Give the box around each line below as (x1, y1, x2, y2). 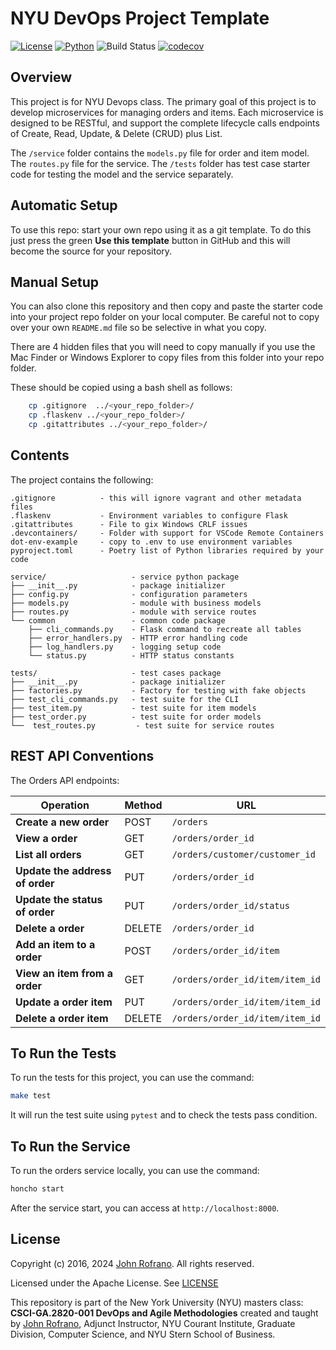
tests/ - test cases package (10, 668, 222, 678)
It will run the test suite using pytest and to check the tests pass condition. (10, 1109, 318, 1121)
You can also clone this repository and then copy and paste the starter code (10, 300, 323, 312)
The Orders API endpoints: (10, 774, 120, 786)
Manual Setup (10, 273, 100, 291)
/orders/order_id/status (171, 900, 290, 911)
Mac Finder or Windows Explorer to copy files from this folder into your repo (10, 352, 325, 364)
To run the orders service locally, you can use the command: (10, 1165, 260, 1177)
